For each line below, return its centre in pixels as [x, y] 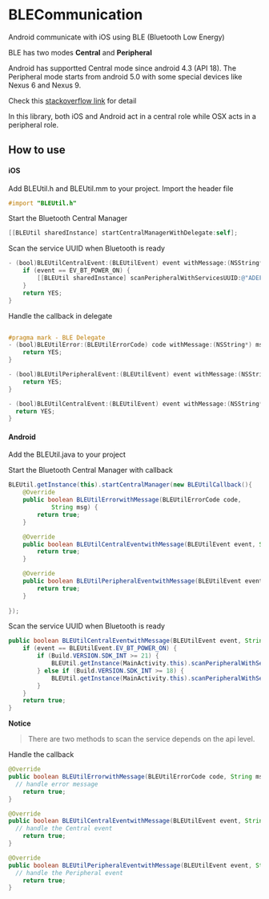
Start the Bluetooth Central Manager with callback [91, 470]
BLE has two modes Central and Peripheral [80, 52]
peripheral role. [34, 124]
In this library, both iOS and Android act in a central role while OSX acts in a [132, 116]
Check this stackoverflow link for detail [72, 100]
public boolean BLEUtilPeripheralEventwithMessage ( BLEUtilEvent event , [130, 865]
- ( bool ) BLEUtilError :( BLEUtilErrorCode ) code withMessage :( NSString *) [130, 345]
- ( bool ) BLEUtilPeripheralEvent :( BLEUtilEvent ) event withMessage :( [125, 375]
